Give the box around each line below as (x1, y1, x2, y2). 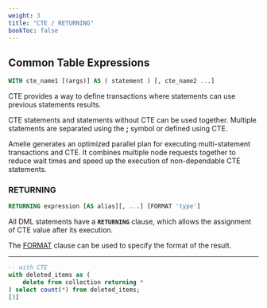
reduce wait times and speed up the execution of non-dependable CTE (8, 156, 241, 166)
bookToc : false (8, 26, 59, 34)
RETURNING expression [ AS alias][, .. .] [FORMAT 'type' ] (8, 202, 201, 211)
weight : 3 (8, 11, 41, 20)
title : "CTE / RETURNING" (8, 19, 94, 27)
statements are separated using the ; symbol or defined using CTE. (8, 124, 228, 134)
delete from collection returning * (22, 278, 145, 287)
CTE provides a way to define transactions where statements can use (8, 92, 236, 101)
